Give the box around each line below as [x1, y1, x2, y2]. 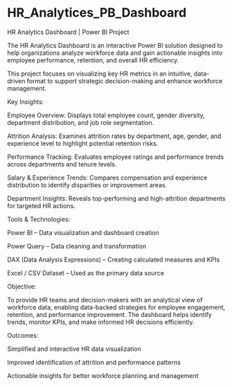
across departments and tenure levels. [7, 160, 117, 168]
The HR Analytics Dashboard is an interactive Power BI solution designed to [7, 41, 223, 49]
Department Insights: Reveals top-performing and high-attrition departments [7, 194, 226, 203]
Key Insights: [7, 97, 44, 105]
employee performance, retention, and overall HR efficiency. [7, 55, 179, 64]
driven [7, 76, 26, 85]
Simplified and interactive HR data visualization [7, 345, 141, 353]
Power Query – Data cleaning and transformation [7, 241, 147, 250]
